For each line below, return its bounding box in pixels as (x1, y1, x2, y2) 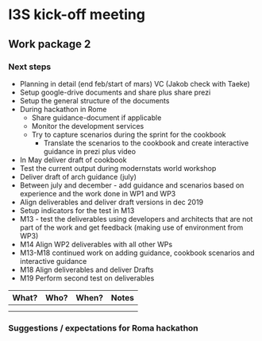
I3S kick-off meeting (8, 6, 145, 24)
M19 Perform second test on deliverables (19, 273, 155, 283)
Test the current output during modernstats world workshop (19, 163, 217, 172)
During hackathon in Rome (19, 104, 107, 114)
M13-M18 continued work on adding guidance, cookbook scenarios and (19, 248, 255, 258)
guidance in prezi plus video (43, 146, 137, 156)
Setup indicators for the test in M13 (19, 205, 135, 215)
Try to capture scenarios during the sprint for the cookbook (31, 130, 226, 139)
